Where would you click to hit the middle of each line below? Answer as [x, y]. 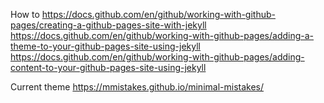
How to [25, 14]
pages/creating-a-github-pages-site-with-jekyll [108, 25]
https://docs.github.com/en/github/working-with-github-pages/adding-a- [162, 35]
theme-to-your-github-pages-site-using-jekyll [105, 46]
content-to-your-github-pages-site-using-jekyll [108, 67]
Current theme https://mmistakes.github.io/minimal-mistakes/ [137, 87]
